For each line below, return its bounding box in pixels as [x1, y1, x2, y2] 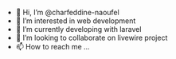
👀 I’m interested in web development [15, 16, 136, 26]
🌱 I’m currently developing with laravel [15, 25, 142, 33]
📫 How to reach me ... [15, 42, 90, 51]
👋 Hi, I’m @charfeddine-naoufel [15, 8, 119, 17]
